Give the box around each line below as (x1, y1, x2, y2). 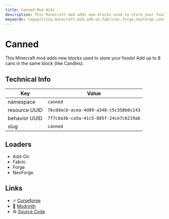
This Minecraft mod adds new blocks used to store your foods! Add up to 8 (5, 55, 161, 61)
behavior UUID (8, 115, 43, 122)
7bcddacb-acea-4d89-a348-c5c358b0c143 (47, 107, 141, 113)
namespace (8, 99, 36, 106)
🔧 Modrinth (12, 203, 36, 209)
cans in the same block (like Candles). (5, 60, 84, 66)
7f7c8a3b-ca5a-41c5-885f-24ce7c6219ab (47, 115, 141, 121)
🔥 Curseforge (12, 197, 41, 203)
